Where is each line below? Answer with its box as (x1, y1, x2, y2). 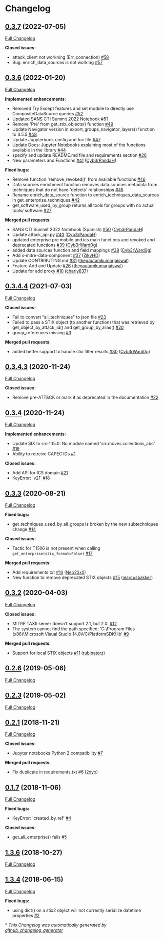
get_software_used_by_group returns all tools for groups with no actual (12, 202, 155, 208)
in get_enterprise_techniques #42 (12, 197, 80, 203)
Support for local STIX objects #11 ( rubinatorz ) (12, 650, 105, 656)
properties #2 (12, 912, 40, 918)
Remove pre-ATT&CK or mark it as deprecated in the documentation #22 (12, 394, 159, 401)
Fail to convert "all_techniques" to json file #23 (12, 314, 106, 320)
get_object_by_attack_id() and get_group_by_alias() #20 (12, 324, 124, 330)
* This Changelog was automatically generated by (5, 922, 107, 928)
